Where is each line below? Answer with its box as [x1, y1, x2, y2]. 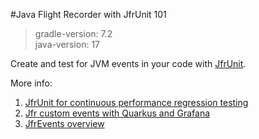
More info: [10, 77, 53, 89]
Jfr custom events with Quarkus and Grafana [24, 107, 211, 119]
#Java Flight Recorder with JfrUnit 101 [10, 9, 167, 20]
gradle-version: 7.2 [34, 28, 113, 39]
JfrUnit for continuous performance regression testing [24, 97, 249, 108]
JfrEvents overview [24, 118, 105, 129]
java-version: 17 [34, 39, 101, 50]
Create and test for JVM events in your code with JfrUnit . [10, 58, 247, 69]
